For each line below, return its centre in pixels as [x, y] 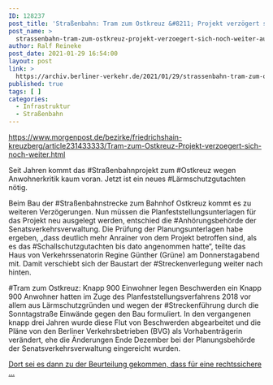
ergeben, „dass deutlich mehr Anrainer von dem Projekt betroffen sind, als [133, 238]
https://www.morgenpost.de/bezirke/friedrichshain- [95, 137]
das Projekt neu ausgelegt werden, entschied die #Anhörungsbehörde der [132, 221]
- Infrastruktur [43, 106]
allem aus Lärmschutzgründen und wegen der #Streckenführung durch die [134, 305]
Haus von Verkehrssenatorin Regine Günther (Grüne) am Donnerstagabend [134, 255]
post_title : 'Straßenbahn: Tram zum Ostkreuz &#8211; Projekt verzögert [134, 24]
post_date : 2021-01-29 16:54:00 [63, 54]
